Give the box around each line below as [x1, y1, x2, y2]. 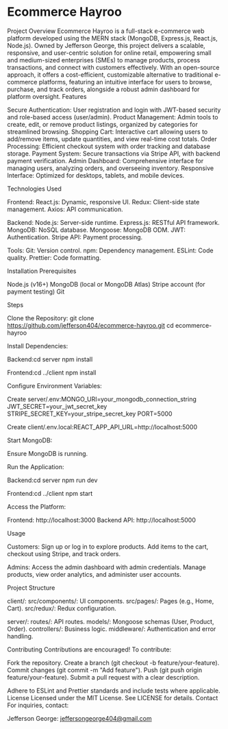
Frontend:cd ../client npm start [7, 489, 93, 497]
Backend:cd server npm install [7, 355, 93, 363]
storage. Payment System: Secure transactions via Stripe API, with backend [7, 149, 220, 158]
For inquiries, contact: [7, 701, 69, 709]
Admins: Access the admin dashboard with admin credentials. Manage [7, 563, 207, 571]
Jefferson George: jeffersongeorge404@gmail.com [7, 714, 152, 722]
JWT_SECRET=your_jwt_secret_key [7, 402, 107, 410]
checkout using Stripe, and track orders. [7, 549, 121, 558]
